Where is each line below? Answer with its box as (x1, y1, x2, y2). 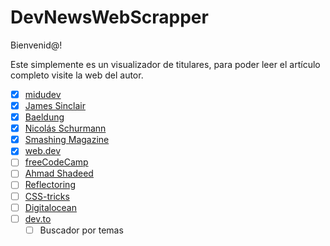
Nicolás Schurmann (24, 122, 107, 135)
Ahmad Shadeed (24, 167, 94, 180)
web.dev (24, 145, 62, 157)
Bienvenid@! (10, 39, 63, 51)
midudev (24, 88, 62, 100)
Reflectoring (24, 179, 76, 191)
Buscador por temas (39, 224, 124, 236)
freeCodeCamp (24, 156, 89, 168)
